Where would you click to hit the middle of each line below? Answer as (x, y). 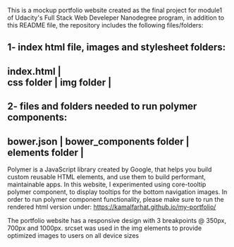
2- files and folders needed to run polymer (102, 106)
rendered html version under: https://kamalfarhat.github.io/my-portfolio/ (112, 207)
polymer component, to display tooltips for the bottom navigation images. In (117, 192)
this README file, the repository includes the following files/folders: (105, 25)
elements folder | (46, 152)
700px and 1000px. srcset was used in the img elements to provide (105, 228)
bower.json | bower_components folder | (98, 141)
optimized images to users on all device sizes (73, 235)
